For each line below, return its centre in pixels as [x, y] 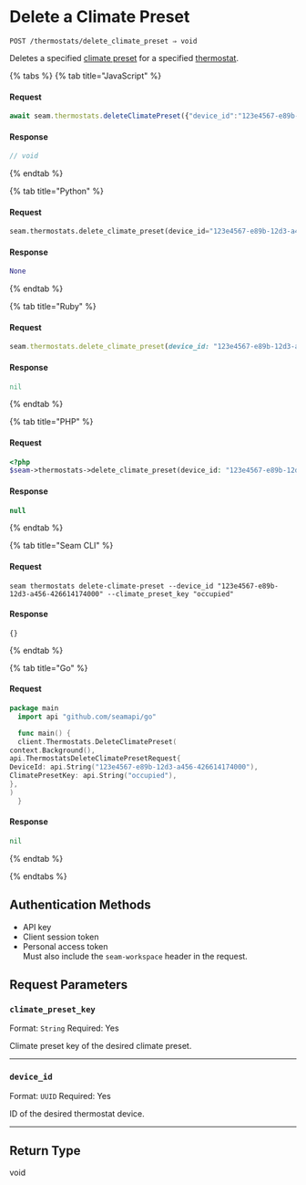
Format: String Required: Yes [65, 1028]
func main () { [44, 733]
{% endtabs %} [38, 876]
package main [34, 708]
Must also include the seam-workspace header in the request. [135, 956]
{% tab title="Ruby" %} [53, 307]
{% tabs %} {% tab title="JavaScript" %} [86, 76]
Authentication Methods [81, 905]
